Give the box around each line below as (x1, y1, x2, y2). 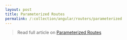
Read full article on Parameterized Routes (17, 30, 102, 36)
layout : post (5, 7, 32, 12)
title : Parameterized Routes (5, 12, 65, 17)
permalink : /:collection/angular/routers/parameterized (5, 16, 122, 21)
